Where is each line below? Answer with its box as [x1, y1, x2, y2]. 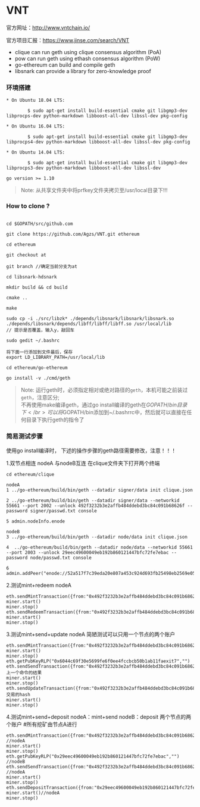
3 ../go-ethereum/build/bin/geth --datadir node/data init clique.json [6, 534, 187, 540]
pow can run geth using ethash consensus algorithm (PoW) [14, 55, 161, 62]
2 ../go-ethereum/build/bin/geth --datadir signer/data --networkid [6, 498, 180, 503]
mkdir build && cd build [6, 284, 68, 290]
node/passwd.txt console [30, 555, 92, 561]
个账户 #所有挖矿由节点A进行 [6, 721, 77, 728]
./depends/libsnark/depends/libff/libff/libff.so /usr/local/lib [6, 321, 171, 327]
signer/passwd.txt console [30, 508, 97, 514]
